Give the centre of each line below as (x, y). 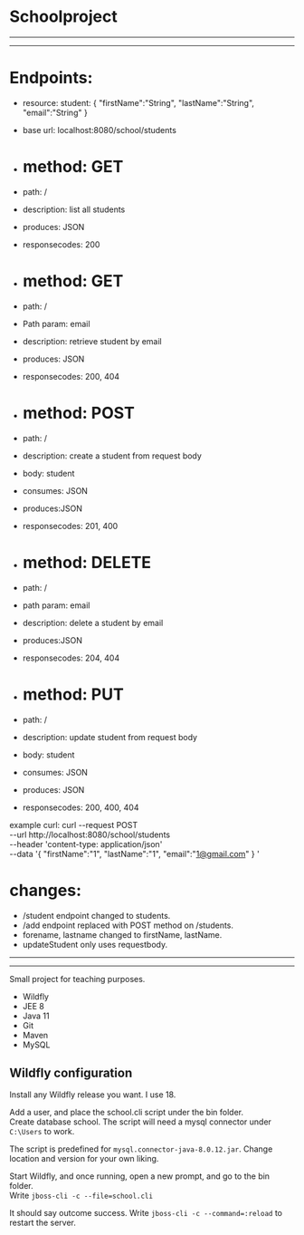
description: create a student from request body (112, 456)
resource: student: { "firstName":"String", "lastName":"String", (138, 102)
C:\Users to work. (42, 1132)
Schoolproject (63, 17)
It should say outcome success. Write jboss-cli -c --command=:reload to (146, 1213)
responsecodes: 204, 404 (71, 658)
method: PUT (73, 694)
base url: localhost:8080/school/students (99, 130)
